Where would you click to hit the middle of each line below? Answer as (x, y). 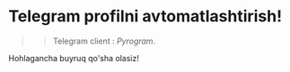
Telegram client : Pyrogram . (104, 41)
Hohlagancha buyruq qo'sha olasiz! (74, 58)
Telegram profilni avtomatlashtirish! (145, 16)
